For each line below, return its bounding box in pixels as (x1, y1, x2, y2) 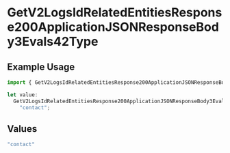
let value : (7, 91, 38, 98)
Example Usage (7, 61, 75, 72)
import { (7, 79, 32, 86)
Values (7, 123, 38, 135)
